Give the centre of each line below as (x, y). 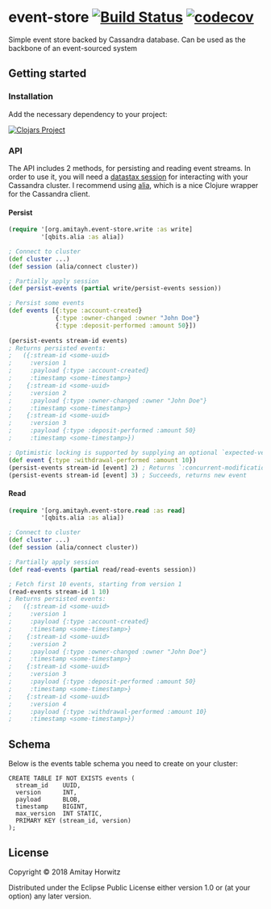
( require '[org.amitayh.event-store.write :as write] (101, 230)
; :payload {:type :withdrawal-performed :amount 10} (108, 711)
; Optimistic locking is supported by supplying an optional (113, 452)
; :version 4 (38, 704)
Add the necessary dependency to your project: (88, 114)
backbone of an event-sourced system (73, 48)
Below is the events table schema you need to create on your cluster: (123, 764)
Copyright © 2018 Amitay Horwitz (65, 872)
